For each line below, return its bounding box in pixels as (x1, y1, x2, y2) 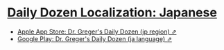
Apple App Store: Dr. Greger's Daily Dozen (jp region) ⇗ (17, 27, 177, 36)
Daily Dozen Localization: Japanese (7, 5, 217, 21)
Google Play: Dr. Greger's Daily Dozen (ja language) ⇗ (17, 34, 172, 42)
